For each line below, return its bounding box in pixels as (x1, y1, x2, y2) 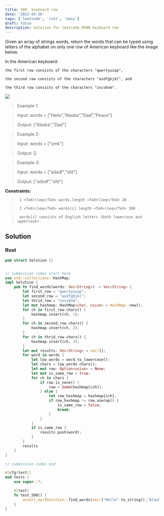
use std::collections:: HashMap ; (5, 276, 71, 280)
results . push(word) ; (40, 430, 82, 435)
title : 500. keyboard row (5, 7, 58, 12)
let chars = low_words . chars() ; (31, 362, 97, 367)
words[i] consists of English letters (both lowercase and (19, 215, 142, 220)
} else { (40, 389, 58, 394)
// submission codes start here (5, 271, 71, 276)
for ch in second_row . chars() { (22, 321, 89, 326)
